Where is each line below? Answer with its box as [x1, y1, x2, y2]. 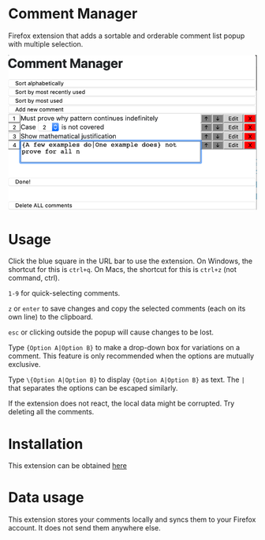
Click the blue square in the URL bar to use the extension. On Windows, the [8, 256, 253, 266]
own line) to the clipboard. [8, 312, 93, 322]
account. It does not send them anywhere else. [8, 523, 161, 533]
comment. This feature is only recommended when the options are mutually [8, 351, 255, 361]
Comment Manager [8, 5, 138, 23]
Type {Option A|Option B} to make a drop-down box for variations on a [8, 343, 241, 353]
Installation [8, 435, 84, 453]
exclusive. [8, 360, 41, 369]
